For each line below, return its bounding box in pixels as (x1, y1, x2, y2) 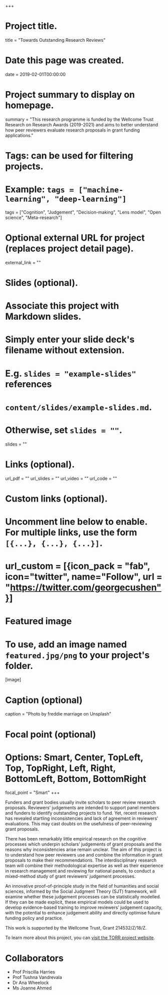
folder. (5, 660, 34, 671)
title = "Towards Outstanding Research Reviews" (5, 37, 106, 43)
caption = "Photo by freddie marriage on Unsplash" (5, 711, 112, 717)
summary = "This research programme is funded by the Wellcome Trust (5, 116, 154, 122)
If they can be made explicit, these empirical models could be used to (5, 899, 149, 905)
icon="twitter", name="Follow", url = (5, 571, 162, 583)
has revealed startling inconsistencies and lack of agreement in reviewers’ (5, 815, 158, 821)
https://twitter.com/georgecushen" (10, 582, 162, 593)
